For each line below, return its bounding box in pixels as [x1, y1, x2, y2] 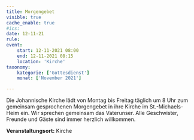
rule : [6, 36, 20, 42]
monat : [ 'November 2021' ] [17, 75, 82, 81]
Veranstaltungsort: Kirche [6, 127, 72, 135]
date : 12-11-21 [6, 31, 44, 37]
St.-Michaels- [149, 103, 184, 110]
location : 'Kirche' [17, 58, 66, 64]
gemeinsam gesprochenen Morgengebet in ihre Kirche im [6, 103, 148, 110]
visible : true [6, 14, 42, 20]
